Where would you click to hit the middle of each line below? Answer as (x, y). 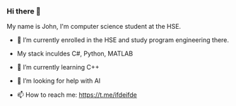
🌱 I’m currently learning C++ (58, 67)
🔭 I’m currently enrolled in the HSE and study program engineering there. (123, 40)
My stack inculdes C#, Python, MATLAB (75, 54)
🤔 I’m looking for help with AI (59, 81)
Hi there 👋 (24, 11)
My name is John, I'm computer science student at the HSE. (94, 27)
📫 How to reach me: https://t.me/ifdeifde (77, 95)
